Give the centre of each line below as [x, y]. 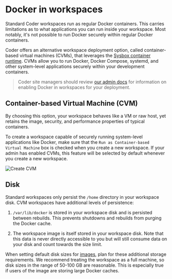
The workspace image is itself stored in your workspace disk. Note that [88, 233]
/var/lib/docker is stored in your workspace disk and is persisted [82, 212]
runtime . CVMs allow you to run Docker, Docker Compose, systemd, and [82, 61]
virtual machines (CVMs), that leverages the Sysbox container [85, 55]
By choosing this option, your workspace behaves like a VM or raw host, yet [86, 116]
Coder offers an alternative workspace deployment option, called [74, 50]
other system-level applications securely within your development [75, 66]
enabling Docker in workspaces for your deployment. [74, 87]
